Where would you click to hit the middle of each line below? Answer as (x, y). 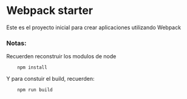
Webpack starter (49, 11)
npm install (32, 67)
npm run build (35, 90)
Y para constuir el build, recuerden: (50, 79)
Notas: (16, 43)
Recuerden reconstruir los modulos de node (61, 56)
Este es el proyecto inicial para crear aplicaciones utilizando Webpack (93, 27)
